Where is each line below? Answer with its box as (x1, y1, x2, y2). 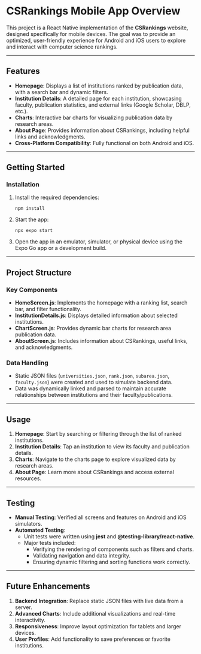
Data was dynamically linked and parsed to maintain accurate (14, 385, 166, 392)
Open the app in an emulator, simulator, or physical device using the (14, 238, 182, 245)
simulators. (14, 520, 42, 528)
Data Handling (6, 358, 49, 367)
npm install (14, 206, 45, 212)
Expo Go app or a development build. (14, 245, 106, 252)
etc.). (14, 107, 28, 114)
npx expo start (14, 228, 53, 234)
